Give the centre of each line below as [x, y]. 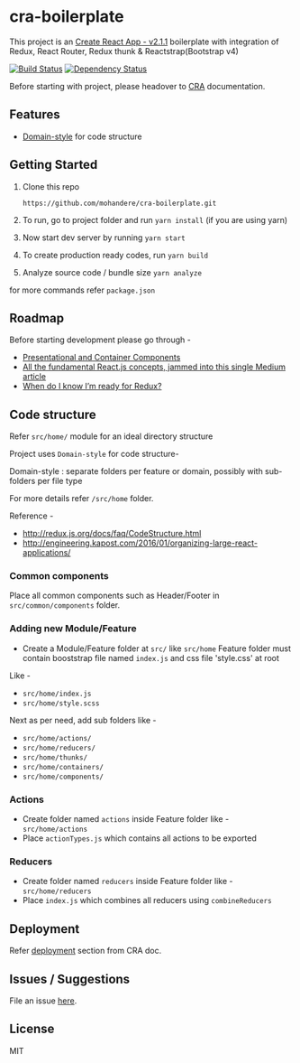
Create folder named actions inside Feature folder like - [126, 819]
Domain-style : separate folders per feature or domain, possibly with [136, 471]
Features [35, 115]
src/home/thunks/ [55, 757]
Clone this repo [50, 186]
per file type [60, 481]
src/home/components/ [63, 777]
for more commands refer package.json [82, 290]
